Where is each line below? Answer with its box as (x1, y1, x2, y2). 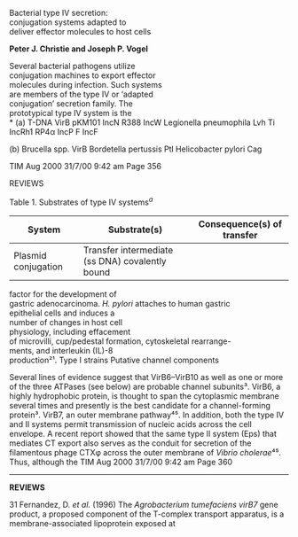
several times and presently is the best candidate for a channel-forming (9, 400, 271, 410)
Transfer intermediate (82, 244, 174, 256)
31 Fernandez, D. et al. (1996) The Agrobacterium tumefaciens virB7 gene (9, 499, 278, 510)
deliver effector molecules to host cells (9, 27, 152, 36)
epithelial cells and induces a (9, 307, 115, 318)
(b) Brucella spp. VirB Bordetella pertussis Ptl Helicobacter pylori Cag (9, 144, 263, 154)
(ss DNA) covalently (82, 254, 167, 267)
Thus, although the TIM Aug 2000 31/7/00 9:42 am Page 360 (9, 456, 233, 467)
